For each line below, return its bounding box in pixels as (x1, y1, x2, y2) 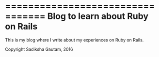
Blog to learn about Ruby (47, 11, 149, 22)
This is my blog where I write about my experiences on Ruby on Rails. (5, 37, 144, 43)
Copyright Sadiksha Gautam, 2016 (5, 46, 73, 52)
